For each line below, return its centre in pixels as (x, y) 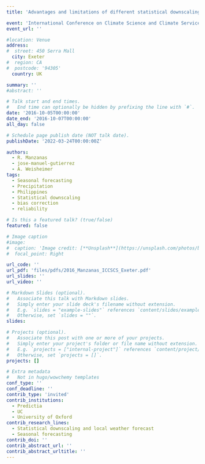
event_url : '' (24, 29)
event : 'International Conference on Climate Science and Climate (92, 23)
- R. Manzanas (30, 158)
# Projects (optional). (37, 333)
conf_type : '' (24, 383)
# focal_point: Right (35, 254)
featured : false (27, 226)
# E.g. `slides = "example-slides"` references (71, 310)
